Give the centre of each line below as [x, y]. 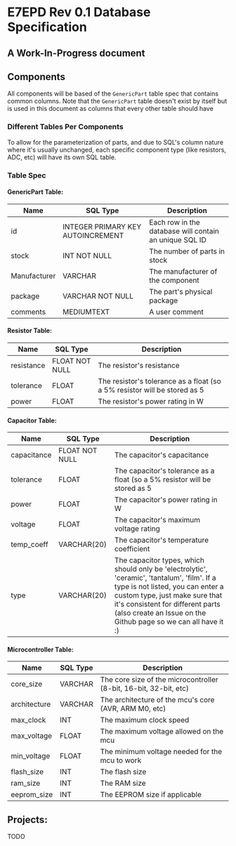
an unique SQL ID [178, 239]
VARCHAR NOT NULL [98, 296]
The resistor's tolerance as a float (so [159, 381]
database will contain [184, 231]
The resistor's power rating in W [151, 402]
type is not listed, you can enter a [169, 587]
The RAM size [123, 784]
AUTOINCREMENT [93, 235]
